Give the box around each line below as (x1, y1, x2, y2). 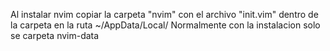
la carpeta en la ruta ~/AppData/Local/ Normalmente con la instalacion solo (10, 19, 321, 31)
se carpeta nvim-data (10, 30, 100, 41)
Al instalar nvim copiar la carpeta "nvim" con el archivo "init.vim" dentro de (10, 9, 319, 20)
